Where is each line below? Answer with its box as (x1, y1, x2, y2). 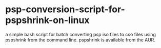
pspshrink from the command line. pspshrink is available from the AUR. (5, 37, 155, 43)
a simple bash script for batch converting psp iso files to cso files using (5, 31, 156, 37)
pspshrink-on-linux (5, 14, 90, 26)
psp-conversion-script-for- (5, 4, 126, 15)
